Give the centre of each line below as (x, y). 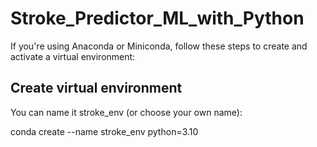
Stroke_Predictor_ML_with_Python (157, 18)
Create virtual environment (96, 88)
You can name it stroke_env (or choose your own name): (126, 112)
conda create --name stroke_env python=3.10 (104, 131)
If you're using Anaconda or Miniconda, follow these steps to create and (159, 46)
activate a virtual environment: (73, 56)
